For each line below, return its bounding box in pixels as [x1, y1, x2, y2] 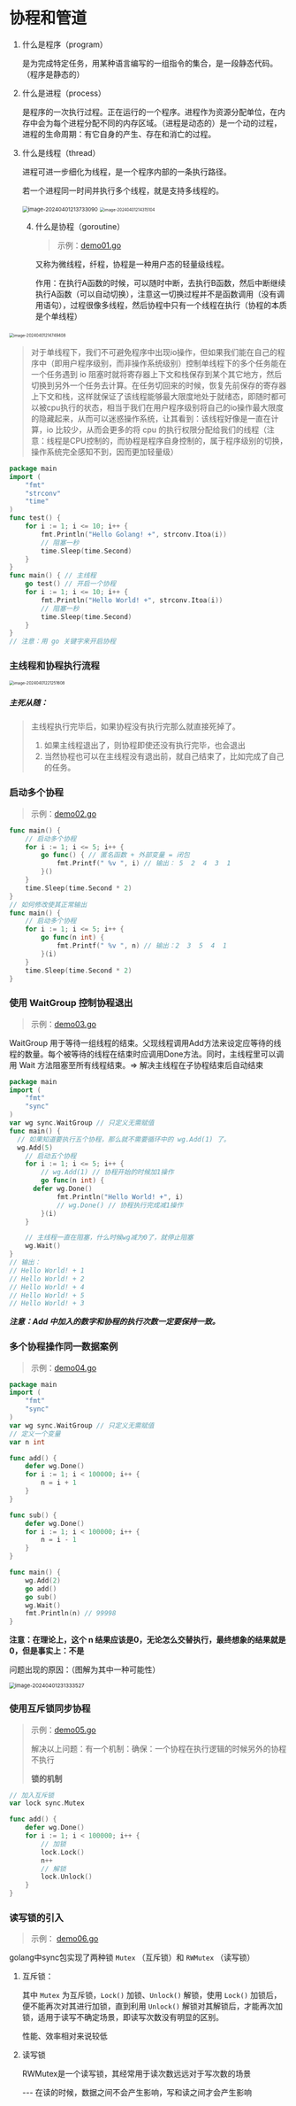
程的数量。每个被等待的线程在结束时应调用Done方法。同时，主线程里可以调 [9, 1049, 285, 1059]
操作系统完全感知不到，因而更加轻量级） [30, 446, 178, 457]
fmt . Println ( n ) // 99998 [25, 1609, 117, 1618]
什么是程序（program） [21, 39, 108, 50]
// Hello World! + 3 [9, 1299, 86, 1308]
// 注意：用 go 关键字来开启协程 [9, 637, 117, 647]
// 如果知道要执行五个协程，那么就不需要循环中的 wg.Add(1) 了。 [17, 1134, 231, 1143]
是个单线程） [34, 311, 82, 321]
